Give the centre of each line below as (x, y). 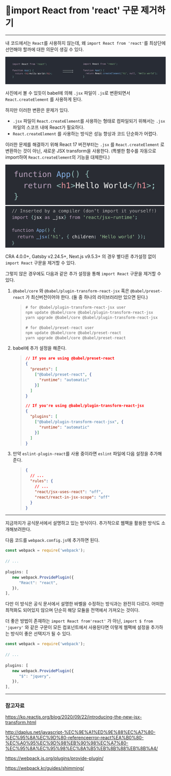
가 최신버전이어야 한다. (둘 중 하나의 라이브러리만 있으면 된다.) (87, 297)
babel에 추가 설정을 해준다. (40, 348)
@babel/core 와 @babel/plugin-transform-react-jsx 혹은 (71, 291)
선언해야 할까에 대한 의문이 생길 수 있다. (45, 49)
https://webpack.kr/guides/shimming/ (45, 768)
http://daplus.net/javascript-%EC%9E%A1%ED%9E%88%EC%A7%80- (80, 732)
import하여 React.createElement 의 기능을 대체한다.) (58, 157)
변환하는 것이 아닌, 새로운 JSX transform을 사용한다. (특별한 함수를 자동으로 (81, 151)
